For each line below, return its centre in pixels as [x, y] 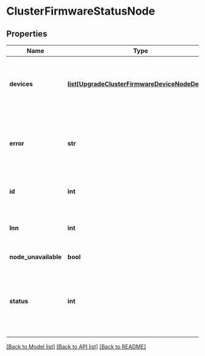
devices [21, 84]
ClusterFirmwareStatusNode [81, 11]
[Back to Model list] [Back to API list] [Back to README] [76, 347]
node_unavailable [36, 257]
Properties [27, 34]
